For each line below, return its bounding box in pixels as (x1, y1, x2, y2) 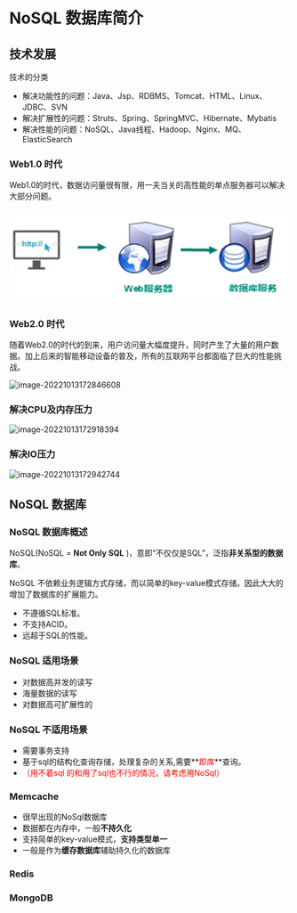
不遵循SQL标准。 (21, 607, 85, 619)
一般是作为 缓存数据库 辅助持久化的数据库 (21, 845, 171, 856)
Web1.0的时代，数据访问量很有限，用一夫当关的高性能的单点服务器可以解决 (9, 180, 285, 191)
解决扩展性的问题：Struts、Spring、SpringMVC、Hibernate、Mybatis (21, 113, 277, 123)
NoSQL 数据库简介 (9, 8, 144, 29)
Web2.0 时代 (9, 317, 65, 330)
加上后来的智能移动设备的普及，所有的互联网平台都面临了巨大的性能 (24, 351, 274, 362)
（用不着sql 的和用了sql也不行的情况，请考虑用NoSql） (21, 767, 225, 778)
